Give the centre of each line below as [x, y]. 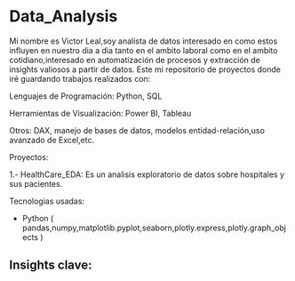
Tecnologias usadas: [47, 201]
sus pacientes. [36, 183]
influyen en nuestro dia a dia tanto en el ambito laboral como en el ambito [144, 50]
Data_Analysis [64, 16]
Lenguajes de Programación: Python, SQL [86, 96]
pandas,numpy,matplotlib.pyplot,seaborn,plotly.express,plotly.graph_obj [154, 228]
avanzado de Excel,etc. [52, 140]
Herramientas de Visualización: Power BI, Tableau [100, 113]
